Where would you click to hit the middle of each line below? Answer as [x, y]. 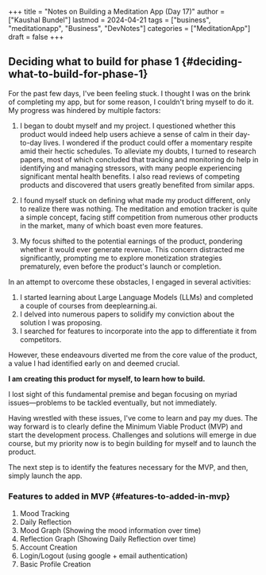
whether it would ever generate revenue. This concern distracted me [132, 249]
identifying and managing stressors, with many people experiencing [131, 168]
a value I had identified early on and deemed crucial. [94, 363]
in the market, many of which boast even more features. [111, 225]
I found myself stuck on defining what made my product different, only [135, 200]
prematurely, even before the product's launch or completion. [120, 266]
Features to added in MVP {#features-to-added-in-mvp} [119, 496]
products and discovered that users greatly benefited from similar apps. [137, 185]
